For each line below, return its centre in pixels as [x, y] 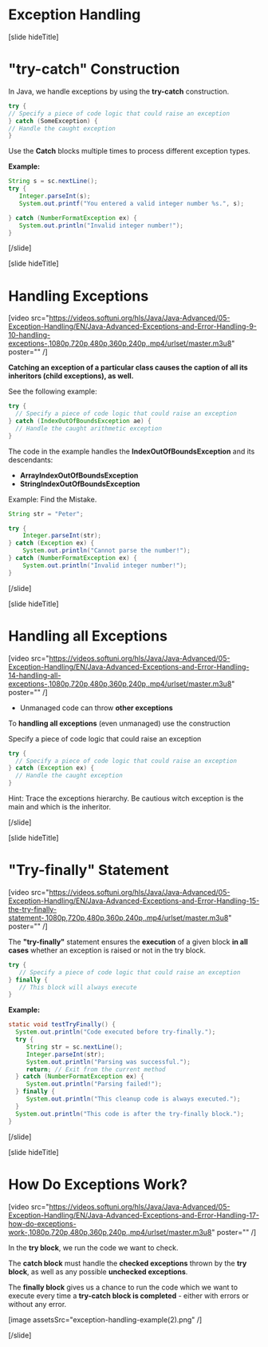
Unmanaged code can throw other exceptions [96, 707]
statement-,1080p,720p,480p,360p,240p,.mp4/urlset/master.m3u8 [118, 917]
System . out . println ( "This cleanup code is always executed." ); [133, 1099]
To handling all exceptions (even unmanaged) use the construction [119, 723]
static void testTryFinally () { [62, 1025]
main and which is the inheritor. [60, 807]
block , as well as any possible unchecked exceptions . [98, 1271]
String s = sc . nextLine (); [53, 182]
